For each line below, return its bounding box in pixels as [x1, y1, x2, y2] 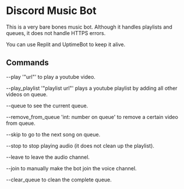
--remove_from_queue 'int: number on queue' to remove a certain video [6, 113, 179, 120]
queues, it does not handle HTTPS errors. [6, 29, 106, 36]
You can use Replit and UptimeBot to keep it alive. [6, 41, 126, 48]
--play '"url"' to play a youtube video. [6, 73, 96, 80]
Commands [6, 58, 49, 68]
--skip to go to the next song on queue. [6, 131, 101, 138]
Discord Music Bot [6, 4, 97, 17]
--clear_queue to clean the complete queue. [6, 176, 112, 183]
